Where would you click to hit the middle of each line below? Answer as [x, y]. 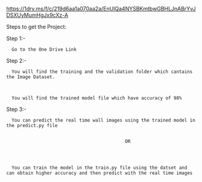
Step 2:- [17, 61]
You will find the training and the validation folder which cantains [102, 72]
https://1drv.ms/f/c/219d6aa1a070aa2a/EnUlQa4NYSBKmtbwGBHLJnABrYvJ [101, 9]
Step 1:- [16, 38]
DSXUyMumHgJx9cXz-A [37, 15]
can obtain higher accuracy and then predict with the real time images [99, 173]
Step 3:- [17, 109]
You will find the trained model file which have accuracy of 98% [97, 98]
